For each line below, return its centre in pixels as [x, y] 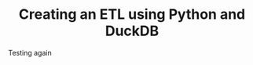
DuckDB [132, 31]
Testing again [30, 52]
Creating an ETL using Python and [132, 14]
